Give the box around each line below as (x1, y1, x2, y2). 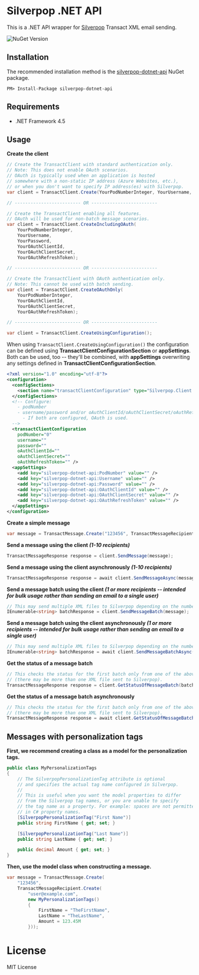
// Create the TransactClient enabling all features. (6, 210, 142, 216)
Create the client (6, 150, 49, 157)
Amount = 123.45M (38, 918, 81, 925)
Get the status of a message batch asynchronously (6, 693, 135, 700)
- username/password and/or (17, 410, 86, 416)
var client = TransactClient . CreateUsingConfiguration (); (6, 330, 152, 336)
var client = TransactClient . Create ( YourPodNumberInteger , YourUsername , (6, 189, 193, 195)
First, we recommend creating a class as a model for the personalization (6, 747, 188, 754)
